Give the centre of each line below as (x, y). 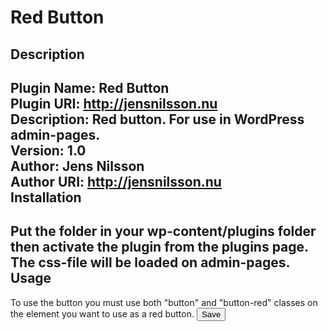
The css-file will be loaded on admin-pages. (150, 262)
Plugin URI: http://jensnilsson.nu (114, 103)
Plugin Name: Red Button (90, 87)
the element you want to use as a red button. (102, 313)
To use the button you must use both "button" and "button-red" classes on (164, 302)
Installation (46, 197)
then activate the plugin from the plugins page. (159, 247)
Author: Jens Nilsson (77, 166)
